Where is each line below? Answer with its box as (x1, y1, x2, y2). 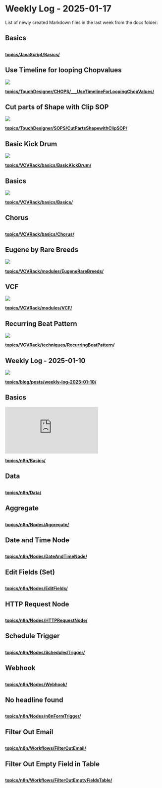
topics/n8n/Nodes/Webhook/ (5, 681, 67, 687)
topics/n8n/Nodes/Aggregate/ (5, 521, 69, 527)
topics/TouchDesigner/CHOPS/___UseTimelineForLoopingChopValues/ (5, 88, 155, 95)
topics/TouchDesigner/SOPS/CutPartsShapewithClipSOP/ (5, 125, 128, 131)
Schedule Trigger (5, 632, 60, 640)
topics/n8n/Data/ (5, 490, 42, 495)
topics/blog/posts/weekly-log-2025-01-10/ (5, 379, 97, 385)
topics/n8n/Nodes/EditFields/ (5, 586, 68, 591)
